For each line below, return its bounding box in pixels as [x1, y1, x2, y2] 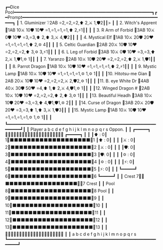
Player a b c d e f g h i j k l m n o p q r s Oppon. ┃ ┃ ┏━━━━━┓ [30, 126, 151, 132]
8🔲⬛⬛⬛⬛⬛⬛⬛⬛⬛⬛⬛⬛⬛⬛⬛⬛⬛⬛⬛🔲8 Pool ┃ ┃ [5, 188, 114, 193]
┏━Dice [5, 4, 19, 10]
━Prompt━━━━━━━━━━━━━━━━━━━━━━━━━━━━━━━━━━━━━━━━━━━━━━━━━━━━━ [5, 15, 158, 20]
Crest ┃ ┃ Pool [86, 181, 115, 186]
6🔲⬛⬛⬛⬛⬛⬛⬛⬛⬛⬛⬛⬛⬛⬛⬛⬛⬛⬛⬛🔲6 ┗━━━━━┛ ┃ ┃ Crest [5, 173, 135, 179]
